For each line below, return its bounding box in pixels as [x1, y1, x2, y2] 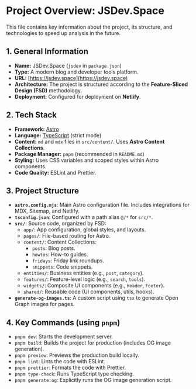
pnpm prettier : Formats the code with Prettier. [14, 364, 126, 371]
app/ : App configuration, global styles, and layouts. [23, 226, 146, 233]
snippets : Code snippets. [32, 263, 93, 270]
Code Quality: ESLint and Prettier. [14, 169, 97, 176]
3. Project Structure [6, 186, 79, 196]
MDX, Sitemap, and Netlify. [14, 207, 80, 214]
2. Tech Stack [6, 110, 57, 120]
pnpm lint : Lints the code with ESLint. [14, 358, 105, 365]
